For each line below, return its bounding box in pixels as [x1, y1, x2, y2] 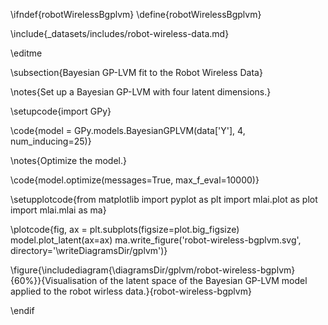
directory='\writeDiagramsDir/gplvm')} [10, 245, 168, 256]
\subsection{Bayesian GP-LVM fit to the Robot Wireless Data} [10, 67, 263, 78]
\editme [10, 47, 43, 59]
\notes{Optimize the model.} [10, 155, 127, 166]
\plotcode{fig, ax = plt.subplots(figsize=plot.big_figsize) [10, 224, 240, 235]
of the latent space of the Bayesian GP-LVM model [99, 275, 308, 286]
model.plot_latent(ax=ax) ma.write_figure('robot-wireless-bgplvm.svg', [10, 234, 302, 246]
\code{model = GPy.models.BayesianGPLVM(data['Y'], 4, [10, 125, 246, 136]
